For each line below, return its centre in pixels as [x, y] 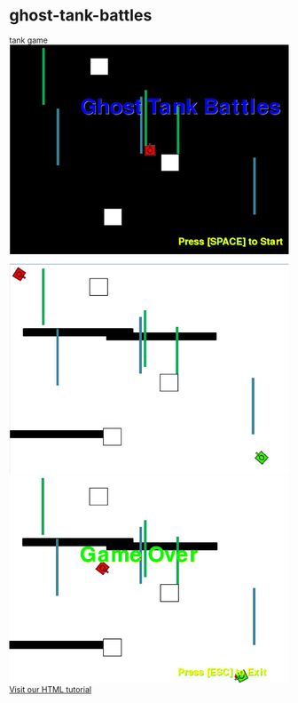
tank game [29, 40]
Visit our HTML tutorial [50, 690]
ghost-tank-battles [81, 16]
